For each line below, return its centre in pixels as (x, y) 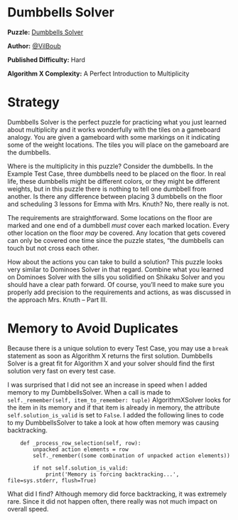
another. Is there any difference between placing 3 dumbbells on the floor (115, 196)
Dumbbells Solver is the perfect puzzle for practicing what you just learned (117, 122)
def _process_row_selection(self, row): (81, 443)
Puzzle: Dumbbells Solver (45, 32)
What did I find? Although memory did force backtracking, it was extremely (117, 494)
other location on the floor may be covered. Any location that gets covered (117, 233)
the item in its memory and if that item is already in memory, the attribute (114, 407)
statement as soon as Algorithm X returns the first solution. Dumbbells (110, 355)
